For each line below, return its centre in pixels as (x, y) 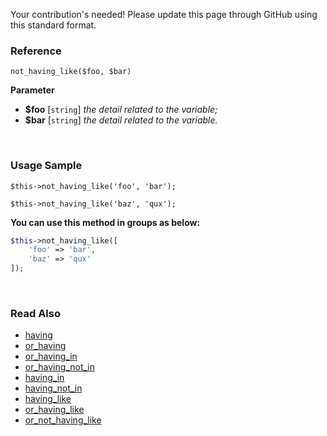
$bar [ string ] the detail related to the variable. (121, 120)
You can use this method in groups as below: (105, 222)
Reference (36, 51)
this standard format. (53, 25)
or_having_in (51, 356)
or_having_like (54, 410)
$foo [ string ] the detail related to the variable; (121, 110)
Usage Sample (46, 166)
